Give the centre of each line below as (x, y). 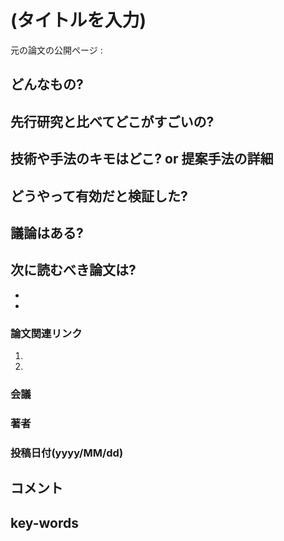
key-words (44, 522)
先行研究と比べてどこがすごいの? (112, 121)
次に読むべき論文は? (73, 270)
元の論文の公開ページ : (56, 50)
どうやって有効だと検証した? (99, 196)
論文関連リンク (46, 333)
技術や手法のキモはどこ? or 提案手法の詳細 (142, 159)
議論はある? (47, 232)
